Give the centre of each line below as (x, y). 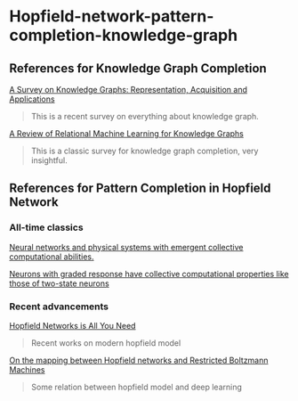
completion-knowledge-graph (124, 35)
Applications (32, 99)
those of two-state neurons (59, 283)
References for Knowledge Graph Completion (138, 68)
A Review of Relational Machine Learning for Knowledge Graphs (127, 134)
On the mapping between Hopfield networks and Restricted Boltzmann (139, 360)
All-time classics (46, 227)
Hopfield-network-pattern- (112, 16)
